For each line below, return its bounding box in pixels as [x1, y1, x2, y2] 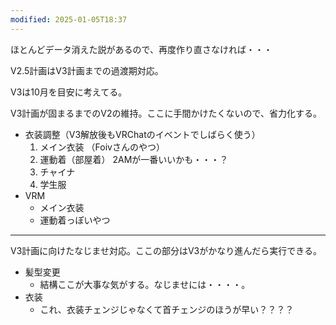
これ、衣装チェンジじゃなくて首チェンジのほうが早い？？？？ [39, 303, 295, 315]
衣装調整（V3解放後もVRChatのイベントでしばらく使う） [24, 128, 261, 140]
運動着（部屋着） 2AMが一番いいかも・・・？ [39, 153, 229, 165]
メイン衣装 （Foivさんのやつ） [39, 141, 165, 153]
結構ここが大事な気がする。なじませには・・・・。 [39, 278, 251, 290]
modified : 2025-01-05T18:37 [10, 14, 128, 25]
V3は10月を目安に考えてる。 [10, 86, 128, 98]
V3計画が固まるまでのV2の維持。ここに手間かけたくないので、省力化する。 [10, 107, 322, 119]
